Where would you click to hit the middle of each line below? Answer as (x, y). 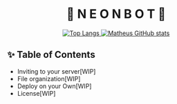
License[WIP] (36, 93)
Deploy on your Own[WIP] (54, 86)
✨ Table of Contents (51, 55)
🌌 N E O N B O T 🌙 (116, 14)
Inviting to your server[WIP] (56, 71)
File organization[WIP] (49, 79)
